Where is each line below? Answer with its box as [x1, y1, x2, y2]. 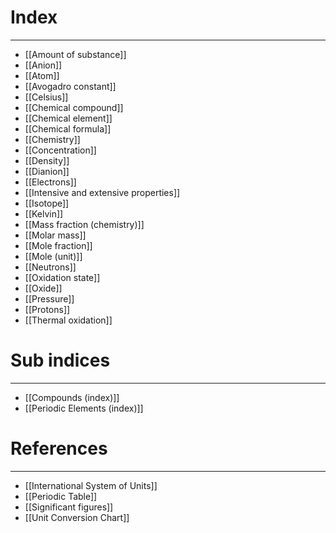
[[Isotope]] [24, 197, 70, 209]
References [10, 437, 108, 460]
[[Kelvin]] [24, 207, 64, 220]
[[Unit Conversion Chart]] [24, 511, 130, 523]
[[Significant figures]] [24, 501, 114, 513]
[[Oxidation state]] [24, 271, 101, 283]
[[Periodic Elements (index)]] [24, 402, 144, 414]
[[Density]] [24, 154, 70, 166]
